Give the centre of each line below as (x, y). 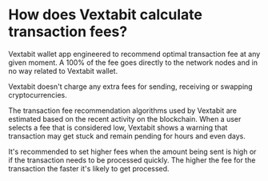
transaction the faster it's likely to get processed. (89, 168)
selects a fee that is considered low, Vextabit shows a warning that (118, 127)
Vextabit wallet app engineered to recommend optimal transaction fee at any (134, 54)
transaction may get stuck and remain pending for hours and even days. (127, 136)
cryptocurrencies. (38, 95)
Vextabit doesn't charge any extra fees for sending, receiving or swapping (131, 86)
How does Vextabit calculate (105, 15)
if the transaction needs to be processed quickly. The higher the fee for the (132, 160)
